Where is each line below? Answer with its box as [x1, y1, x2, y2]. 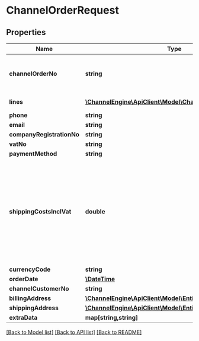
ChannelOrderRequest [6, 4, 120, 17]
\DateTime [85, 275, 115, 283]
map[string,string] [85, 314, 138, 321]
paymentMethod [9, 149, 57, 158]
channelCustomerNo [9, 285, 69, 292]
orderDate [9, 275, 38, 283]
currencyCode [9, 265, 51, 273]
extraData [9, 314, 38, 321]
